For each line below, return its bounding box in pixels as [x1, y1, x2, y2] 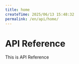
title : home [5, 7, 30, 12]
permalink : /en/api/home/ [5, 16, 59, 21]
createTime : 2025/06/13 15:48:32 [5, 12, 75, 17]
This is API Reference [5, 54, 49, 60]
